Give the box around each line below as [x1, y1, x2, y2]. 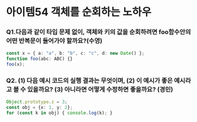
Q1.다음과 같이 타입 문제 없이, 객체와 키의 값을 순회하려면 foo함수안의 [6, 28, 191, 36]
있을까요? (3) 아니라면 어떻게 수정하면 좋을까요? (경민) [27, 85, 173, 94]
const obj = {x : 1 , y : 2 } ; [6, 104, 73, 111]
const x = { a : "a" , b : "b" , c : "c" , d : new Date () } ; [6, 51, 145, 57]
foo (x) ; [6, 61, 26, 68]
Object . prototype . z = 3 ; [6, 99, 68, 105]
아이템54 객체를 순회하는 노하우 [6, 5, 152, 19]
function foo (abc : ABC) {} [6, 56, 73, 62]
